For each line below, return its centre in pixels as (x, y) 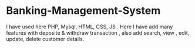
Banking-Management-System (83, 11)
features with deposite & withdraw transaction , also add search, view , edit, (98, 32)
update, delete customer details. (45, 39)
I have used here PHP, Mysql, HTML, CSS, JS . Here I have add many (90, 27)
